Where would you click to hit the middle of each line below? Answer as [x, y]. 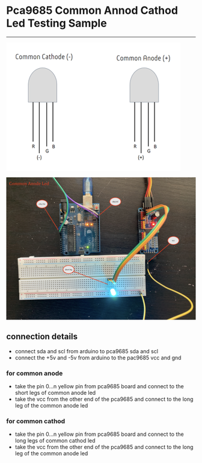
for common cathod [36, 421]
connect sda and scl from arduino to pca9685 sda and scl [86, 351]
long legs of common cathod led [55, 441]
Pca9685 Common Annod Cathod [92, 11]
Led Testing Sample [57, 23]
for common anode [35, 373]
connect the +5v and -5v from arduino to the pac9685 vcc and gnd [98, 357]
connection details [42, 337]
